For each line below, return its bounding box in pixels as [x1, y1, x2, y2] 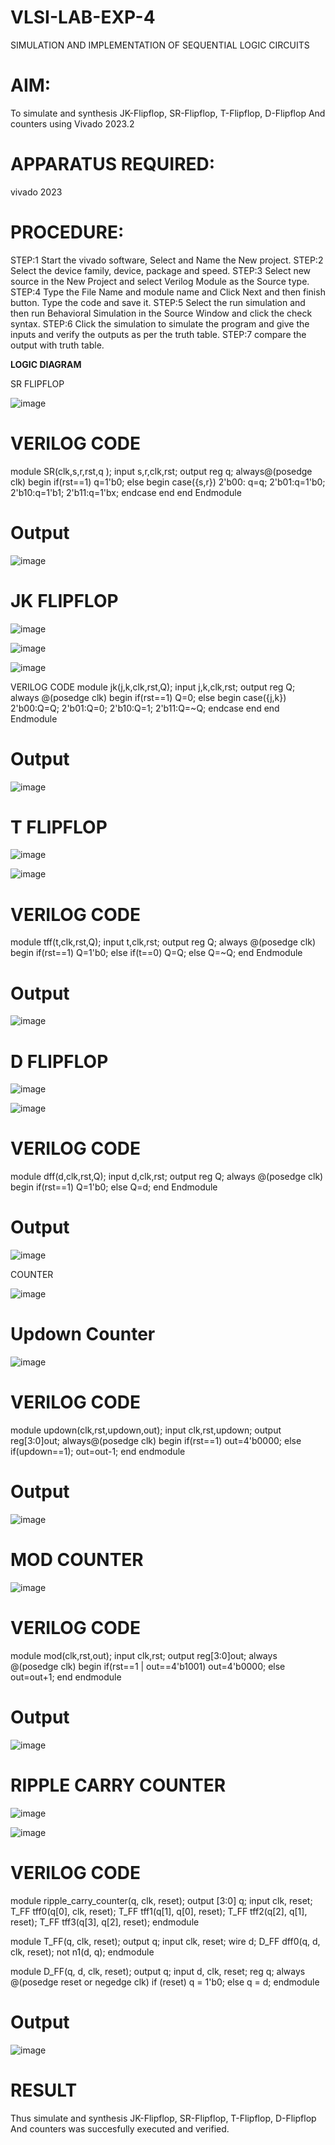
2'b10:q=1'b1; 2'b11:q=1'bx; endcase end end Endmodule [10, 486, 242, 498]
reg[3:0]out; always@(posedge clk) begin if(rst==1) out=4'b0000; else [10, 1435, 302, 1446]
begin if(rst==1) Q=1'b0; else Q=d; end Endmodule [10, 1181, 218, 1193]
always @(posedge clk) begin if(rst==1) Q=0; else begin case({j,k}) [10, 691, 287, 703]
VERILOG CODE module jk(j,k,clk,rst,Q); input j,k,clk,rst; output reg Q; [10, 681, 296, 693]
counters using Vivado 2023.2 [10, 117, 135, 130]
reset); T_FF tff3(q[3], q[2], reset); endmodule [10, 1916, 200, 1928]
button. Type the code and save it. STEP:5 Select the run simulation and [10, 296, 306, 308]
